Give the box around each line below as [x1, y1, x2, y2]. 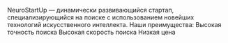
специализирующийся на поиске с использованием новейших [7, 13, 195, 21]
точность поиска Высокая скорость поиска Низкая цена [7, 28, 176, 36]
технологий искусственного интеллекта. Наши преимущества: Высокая [7, 21, 222, 28]
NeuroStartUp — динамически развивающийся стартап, [7, 6, 174, 14]
